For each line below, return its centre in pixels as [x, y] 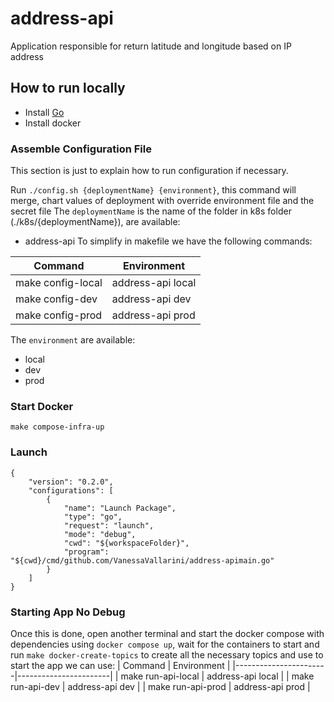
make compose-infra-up [57, 427]
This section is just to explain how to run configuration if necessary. [149, 171]
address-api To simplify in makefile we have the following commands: [168, 241]
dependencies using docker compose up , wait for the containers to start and [165, 644]
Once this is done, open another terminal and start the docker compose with [167, 633]
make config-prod [59, 315]
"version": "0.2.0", [71, 482]
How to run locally [68, 88]
